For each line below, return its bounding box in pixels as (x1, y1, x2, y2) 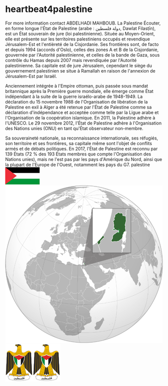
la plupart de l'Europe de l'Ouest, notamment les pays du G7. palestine (5, 161, 150, 167)
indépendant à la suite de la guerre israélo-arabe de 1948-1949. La (5, 93, 143, 99)
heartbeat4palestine (5, 3, 92, 15)
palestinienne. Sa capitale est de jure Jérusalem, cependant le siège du (5, 62, 152, 68)
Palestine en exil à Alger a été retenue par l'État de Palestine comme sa (5, 104, 152, 110)
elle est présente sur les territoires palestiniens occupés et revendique (5, 36, 150, 42)
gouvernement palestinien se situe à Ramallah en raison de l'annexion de (5, 67, 156, 73)
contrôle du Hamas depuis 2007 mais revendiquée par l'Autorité (5, 57, 137, 63)
